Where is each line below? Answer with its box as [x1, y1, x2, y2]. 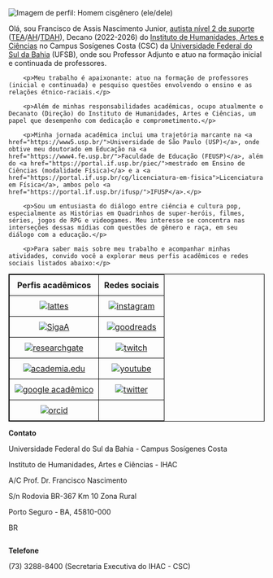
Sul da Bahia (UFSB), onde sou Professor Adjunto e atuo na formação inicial [8, 50, 262, 59]
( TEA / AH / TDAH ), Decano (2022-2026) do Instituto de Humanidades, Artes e [8, 33, 265, 42]
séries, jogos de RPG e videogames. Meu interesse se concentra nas [8, 217, 245, 225]
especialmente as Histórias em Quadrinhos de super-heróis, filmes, [8, 209, 245, 217]
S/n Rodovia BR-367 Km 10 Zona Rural [8, 492, 136, 501]
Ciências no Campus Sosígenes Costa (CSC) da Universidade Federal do [8, 41, 253, 50]
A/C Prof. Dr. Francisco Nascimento [8, 475, 128, 485]
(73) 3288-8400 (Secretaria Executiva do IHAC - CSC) [8, 562, 191, 571]
